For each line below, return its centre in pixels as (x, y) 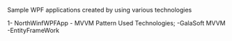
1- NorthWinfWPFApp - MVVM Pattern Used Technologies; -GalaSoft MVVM (116, 23)
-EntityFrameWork (33, 30)
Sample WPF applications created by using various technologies (100, 10)
